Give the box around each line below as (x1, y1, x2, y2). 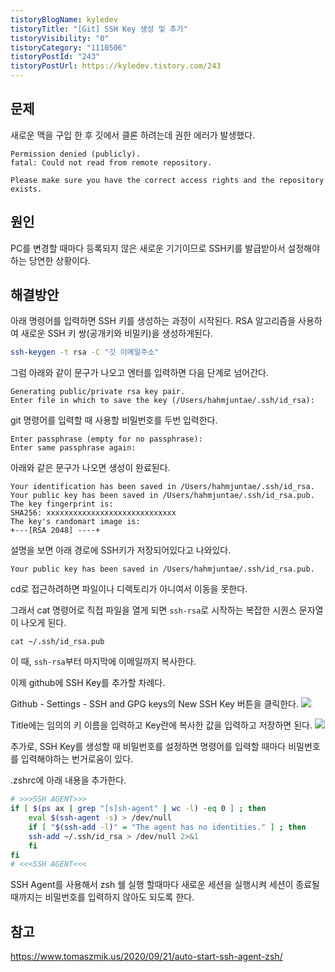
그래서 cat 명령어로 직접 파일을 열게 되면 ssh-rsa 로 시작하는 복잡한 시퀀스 (10, 604, 297, 616)
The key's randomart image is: (10, 517, 141, 527)
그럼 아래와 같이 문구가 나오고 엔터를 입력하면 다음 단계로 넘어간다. (10, 367, 269, 379)
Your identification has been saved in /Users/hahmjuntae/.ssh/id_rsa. (10, 482, 315, 492)
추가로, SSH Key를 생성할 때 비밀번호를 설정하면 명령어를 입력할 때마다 (10, 741, 287, 753)
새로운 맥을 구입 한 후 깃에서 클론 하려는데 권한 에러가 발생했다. (10, 129, 256, 141)
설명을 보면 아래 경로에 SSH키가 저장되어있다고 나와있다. (10, 544, 232, 556)
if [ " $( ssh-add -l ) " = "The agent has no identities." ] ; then (28, 822, 307, 832)
